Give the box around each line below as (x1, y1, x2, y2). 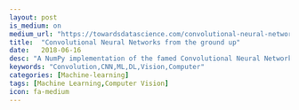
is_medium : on (9, 21, 62, 30)
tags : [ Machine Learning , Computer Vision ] (9, 79, 169, 88)
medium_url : (9, 29, 53, 38)
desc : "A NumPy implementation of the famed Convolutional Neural (9, 54, 261, 63)
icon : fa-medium (9, 87, 69, 96)
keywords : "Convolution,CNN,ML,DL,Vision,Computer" (9, 63, 205, 72)
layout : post (9, 12, 58, 22)
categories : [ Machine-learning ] (9, 71, 129, 80)
